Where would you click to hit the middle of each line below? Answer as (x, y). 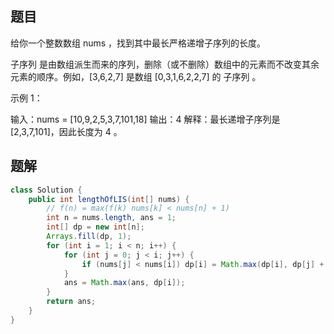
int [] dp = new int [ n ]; (95, 227)
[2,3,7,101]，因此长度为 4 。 (66, 131)
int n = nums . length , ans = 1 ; (111, 218)
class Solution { (46, 190)
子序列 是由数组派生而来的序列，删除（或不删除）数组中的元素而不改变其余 (165, 64)
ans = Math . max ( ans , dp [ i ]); (124, 283)
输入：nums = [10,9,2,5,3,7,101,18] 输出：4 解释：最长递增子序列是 (145, 119)
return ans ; (71, 302)
